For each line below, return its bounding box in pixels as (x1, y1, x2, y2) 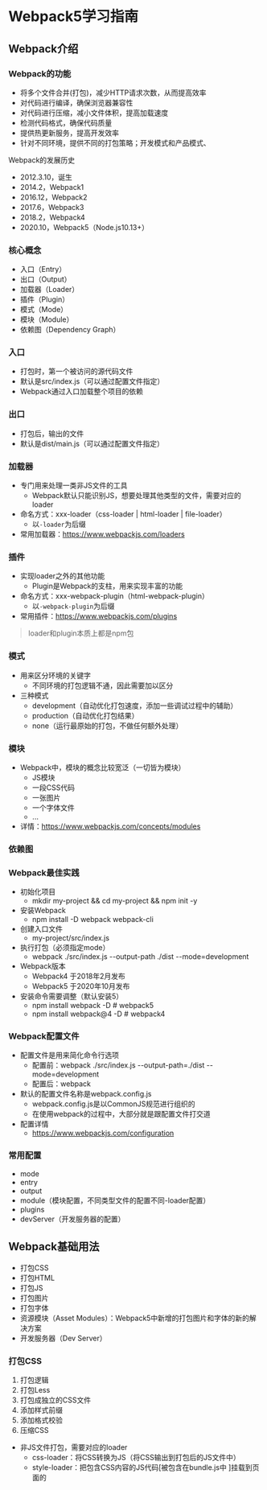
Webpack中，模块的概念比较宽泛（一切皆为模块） (19, 762, 186, 772)
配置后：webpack (31, 1079, 91, 1089)
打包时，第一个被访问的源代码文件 (19, 367, 133, 377)
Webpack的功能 (8, 68, 72, 79)
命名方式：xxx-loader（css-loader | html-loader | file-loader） (19, 509, 227, 519)
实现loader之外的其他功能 (19, 571, 105, 581)
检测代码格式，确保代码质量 (19, 117, 113, 127)
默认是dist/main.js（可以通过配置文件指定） (19, 438, 165, 448)
